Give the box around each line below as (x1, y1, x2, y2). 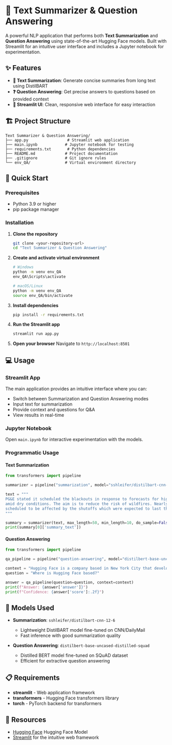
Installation (5, 219, 34, 226)
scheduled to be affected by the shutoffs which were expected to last (5, 506, 161, 511)
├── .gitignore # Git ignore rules (5, 155, 106, 160)
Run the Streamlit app (12, 321, 60, 328)
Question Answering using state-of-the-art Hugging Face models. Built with (5, 38, 167, 44)
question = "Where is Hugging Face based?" (5, 571, 100, 576)
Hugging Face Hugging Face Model (12, 729, 88, 735)
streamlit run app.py (12, 331, 59, 336)
